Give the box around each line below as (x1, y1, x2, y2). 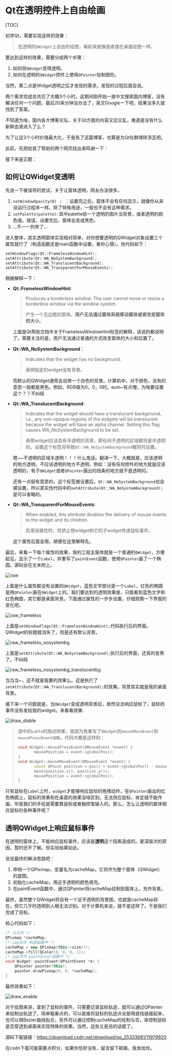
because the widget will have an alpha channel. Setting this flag (25, 421, 160, 428)
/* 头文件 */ (5, 931, 31, 936)
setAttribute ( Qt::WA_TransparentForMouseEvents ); (5, 265, 114, 270)
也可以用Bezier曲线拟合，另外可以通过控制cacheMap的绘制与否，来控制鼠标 (5, 1017, 167, 1023)
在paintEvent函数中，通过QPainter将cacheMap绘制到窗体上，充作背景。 (12, 885, 166, 892)
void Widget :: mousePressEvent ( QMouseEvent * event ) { (17, 745, 133, 750)
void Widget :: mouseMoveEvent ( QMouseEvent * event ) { (17, 759, 131, 764)
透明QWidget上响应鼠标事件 (5, 823, 95, 832)
